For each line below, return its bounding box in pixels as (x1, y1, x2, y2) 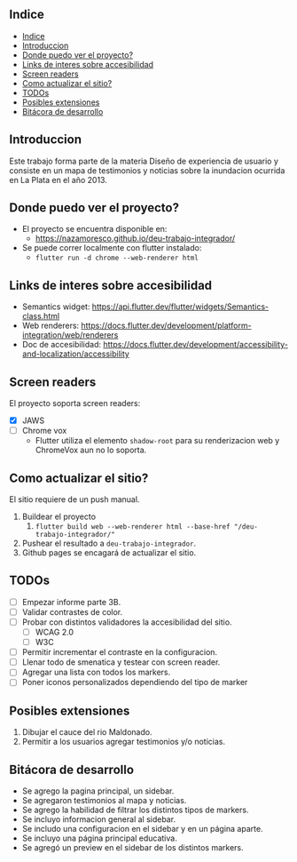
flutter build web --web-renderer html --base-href (35, 523, 231, 531)
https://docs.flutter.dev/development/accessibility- (103, 339, 288, 350)
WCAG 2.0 (35, 627, 74, 637)
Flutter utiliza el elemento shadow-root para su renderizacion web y (35, 435, 280, 446)
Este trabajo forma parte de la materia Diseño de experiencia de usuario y (9, 156, 279, 166)
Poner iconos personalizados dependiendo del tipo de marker (21, 677, 248, 688)
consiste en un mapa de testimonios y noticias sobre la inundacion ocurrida (9, 164, 285, 176)
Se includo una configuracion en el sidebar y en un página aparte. (21, 824, 263, 834)
